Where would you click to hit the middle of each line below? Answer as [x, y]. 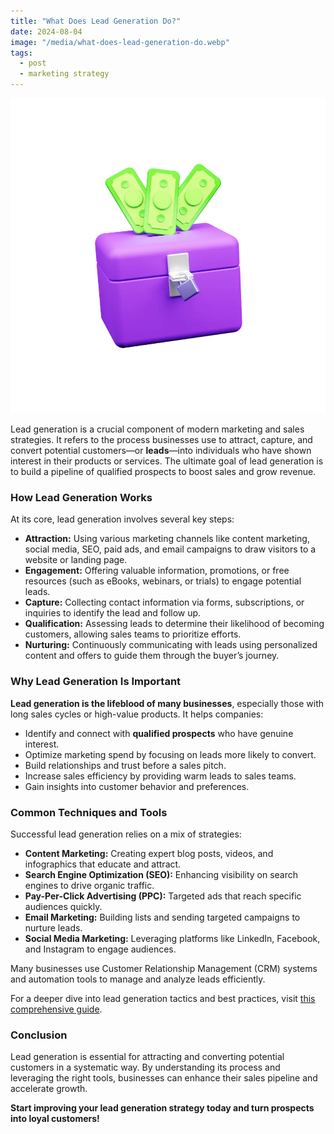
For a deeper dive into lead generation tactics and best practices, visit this [163, 998]
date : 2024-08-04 [46, 31]
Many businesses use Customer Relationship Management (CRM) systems [164, 968]
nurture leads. [53, 927]
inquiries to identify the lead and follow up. [113, 613]
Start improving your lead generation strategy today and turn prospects [162, 1108]
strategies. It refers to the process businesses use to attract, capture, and [161, 439]
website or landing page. [76, 560]
